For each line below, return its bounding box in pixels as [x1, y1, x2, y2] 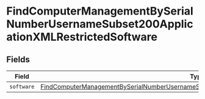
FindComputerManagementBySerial [6, 4, 193, 18]
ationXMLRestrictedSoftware [6, 30, 157, 44]
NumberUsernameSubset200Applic [6, 17, 193, 31]
